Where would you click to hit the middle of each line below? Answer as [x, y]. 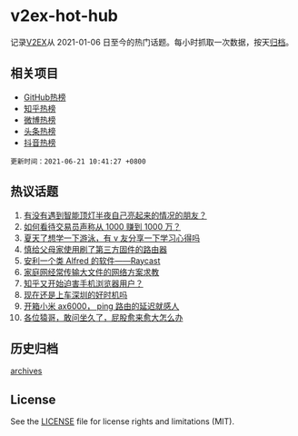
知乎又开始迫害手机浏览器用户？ [83, 283]
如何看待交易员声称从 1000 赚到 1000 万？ [102, 226]
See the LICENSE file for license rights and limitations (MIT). [123, 421]
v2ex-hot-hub [65, 16]
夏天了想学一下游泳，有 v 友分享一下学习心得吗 [112, 238]
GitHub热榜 [45, 97]
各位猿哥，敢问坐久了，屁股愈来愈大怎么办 [103, 317]
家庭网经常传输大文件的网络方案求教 [91, 272]
